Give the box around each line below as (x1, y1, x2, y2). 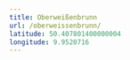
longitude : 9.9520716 (9, 37, 90, 47)
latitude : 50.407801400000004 (9, 29, 122, 38)
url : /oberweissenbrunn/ (9, 21, 102, 30)
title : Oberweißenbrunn (9, 12, 98, 22)
